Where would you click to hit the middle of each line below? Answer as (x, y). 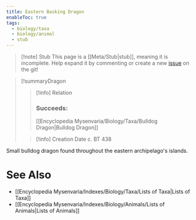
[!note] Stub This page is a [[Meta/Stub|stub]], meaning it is (94, 57)
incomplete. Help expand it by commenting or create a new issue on (105, 63)
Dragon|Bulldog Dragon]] (67, 128)
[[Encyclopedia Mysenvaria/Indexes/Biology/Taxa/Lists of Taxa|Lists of (102, 192)
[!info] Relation (54, 93)
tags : (13, 23)
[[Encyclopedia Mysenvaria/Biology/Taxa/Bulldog (97, 121)
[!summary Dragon (43, 81)
